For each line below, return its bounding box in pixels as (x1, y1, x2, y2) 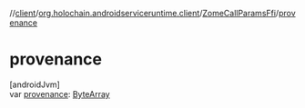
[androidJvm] (9, 79, 61, 90)
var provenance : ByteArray (9, 88, 111, 99)
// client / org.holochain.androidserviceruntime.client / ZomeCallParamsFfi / (9, 8, 280, 18)
